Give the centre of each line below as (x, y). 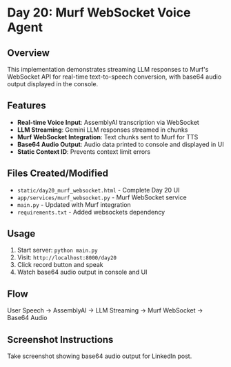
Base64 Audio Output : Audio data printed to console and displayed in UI (120, 144)
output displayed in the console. (53, 84)
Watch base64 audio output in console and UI (82, 272)
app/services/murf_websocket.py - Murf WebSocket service (102, 197)
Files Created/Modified (58, 173)
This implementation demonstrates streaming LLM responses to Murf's (108, 69)
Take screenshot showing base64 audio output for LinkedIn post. (100, 356)
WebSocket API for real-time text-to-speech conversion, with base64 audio (114, 77)
